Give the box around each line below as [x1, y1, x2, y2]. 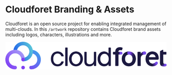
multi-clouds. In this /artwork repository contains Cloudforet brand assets [5, 26, 161, 32]
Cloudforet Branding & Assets [5, 4, 135, 15]
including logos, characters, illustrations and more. [5, 31, 112, 38]
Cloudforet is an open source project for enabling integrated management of [5, 21, 166, 27]
